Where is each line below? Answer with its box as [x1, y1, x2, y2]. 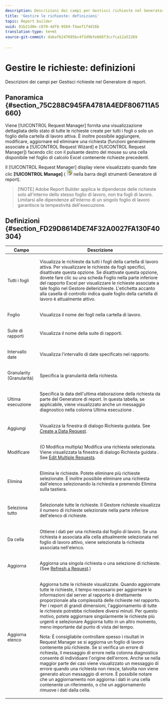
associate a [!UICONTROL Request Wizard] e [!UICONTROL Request [5, 144, 146, 150]
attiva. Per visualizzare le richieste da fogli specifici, [39, 264, 146, 270]
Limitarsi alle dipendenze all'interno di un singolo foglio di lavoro [17, 196, 150, 203]
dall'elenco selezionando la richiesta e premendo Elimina [39, 481, 156, 487]
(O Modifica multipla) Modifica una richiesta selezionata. [39, 443, 156, 449]
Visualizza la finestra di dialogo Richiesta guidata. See [39, 422, 150, 429]
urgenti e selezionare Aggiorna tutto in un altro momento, [39, 619, 157, 625]
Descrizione [87, 247, 113, 253]
